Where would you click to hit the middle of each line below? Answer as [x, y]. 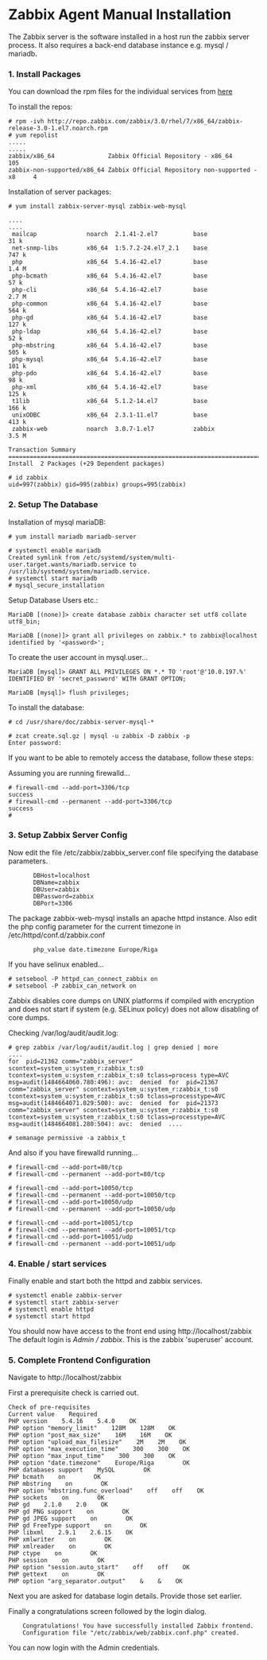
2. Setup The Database [53, 505]
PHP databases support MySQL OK [79, 1470]
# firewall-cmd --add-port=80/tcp [66, 1167]
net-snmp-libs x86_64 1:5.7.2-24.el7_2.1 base [110, 248]
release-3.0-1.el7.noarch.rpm [58, 129]
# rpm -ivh [26, 122]
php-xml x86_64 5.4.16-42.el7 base [110, 387]
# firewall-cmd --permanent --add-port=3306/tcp [90, 801]
